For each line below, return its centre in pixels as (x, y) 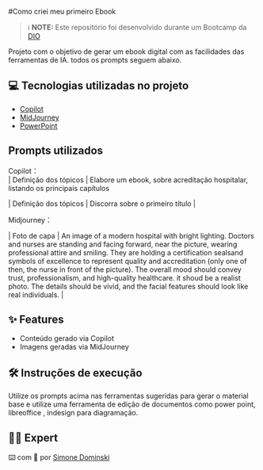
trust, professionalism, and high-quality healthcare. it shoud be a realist (125, 277)
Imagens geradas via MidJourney (74, 347)
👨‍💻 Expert (33, 438)
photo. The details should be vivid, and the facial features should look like (128, 286)
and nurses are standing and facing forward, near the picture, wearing (123, 244)
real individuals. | (36, 294)
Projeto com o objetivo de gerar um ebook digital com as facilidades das (126, 52)
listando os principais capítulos (59, 188)
